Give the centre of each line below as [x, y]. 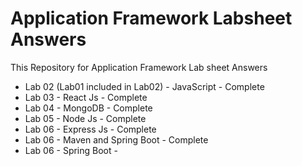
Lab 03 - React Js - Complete [86, 97]
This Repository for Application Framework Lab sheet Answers [139, 67]
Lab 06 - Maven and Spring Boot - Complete [116, 139]
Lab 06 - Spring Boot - [71, 150]
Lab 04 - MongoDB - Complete [88, 108]
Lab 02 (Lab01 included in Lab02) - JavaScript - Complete [144, 86]
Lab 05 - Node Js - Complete [85, 118]
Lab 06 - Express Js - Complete [90, 129]
